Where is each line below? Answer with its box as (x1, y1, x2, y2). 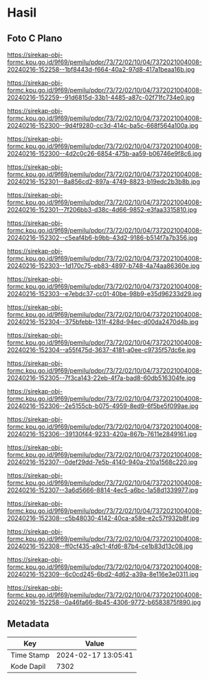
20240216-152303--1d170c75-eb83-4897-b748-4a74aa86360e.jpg (7, 262, 200, 270)
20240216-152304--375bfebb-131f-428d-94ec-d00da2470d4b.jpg (7, 318, 199, 326)
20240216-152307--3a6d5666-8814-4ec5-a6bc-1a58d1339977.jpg (7, 486, 198, 494)
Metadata (7, 618, 49, 630)
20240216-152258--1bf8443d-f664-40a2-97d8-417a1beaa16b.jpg (7, 66, 195, 73)
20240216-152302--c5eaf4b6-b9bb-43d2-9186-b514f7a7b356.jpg (7, 233, 198, 242)
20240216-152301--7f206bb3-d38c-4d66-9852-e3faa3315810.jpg (7, 206, 197, 213)
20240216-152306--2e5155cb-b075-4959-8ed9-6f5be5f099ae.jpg (7, 402, 199, 410)
